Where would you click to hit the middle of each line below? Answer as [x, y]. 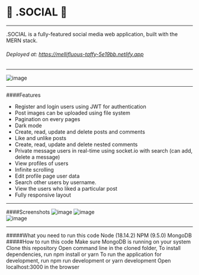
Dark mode [28, 126]
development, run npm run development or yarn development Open [89, 261]
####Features [23, 95]
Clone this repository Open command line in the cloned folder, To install [93, 248]
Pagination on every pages [47, 119]
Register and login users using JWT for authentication [81, 107]
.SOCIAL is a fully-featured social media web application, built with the [92, 34]
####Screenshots [28, 212]
